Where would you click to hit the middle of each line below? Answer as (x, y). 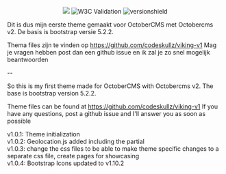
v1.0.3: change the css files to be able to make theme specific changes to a (113, 149)
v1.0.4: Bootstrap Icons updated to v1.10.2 (66, 163)
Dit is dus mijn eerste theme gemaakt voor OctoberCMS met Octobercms (110, 25)
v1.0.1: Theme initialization (43, 134)
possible (19, 121)
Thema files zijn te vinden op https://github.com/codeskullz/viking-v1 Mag (112, 45)
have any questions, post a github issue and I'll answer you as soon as (106, 114)
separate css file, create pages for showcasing (73, 156)
